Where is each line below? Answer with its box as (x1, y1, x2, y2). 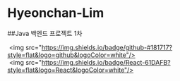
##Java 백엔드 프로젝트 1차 (7, 29, 83, 37)
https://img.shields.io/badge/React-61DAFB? (41, 58, 171, 66)
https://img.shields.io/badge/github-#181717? (41, 43, 173, 51)
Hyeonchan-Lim (7, 5, 104, 21)
